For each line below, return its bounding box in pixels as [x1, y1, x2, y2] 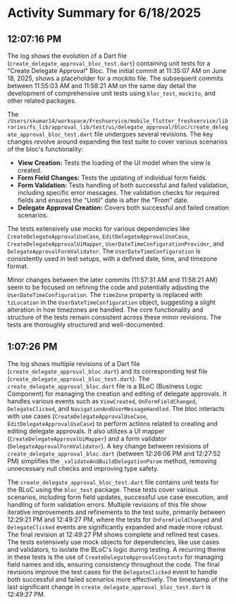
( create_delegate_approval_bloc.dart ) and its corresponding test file [7, 367, 208, 375]
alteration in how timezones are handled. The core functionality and [7, 306, 204, 314]
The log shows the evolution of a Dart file [7, 51, 127, 60]
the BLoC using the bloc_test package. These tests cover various [7, 485, 199, 493]
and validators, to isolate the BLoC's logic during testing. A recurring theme [7, 545, 226, 553]
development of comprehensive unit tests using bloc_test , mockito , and [7, 89, 216, 97]
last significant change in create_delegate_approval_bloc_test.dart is [7, 582, 211, 591]
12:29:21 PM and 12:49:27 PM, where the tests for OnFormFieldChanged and [7, 515, 223, 524]
